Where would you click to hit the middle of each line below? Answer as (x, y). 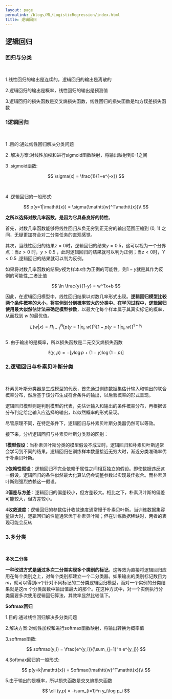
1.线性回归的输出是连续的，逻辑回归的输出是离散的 (58, 79)
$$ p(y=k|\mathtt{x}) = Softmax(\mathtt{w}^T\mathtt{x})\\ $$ (86, 670)
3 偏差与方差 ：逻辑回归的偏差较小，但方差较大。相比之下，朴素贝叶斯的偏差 (85, 493)
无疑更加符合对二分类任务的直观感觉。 (55, 235)
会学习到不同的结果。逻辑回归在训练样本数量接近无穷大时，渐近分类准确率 (84, 452)
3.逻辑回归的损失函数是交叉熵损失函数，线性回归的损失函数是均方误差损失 (84, 101)
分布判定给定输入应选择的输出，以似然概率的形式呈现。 (63, 412)
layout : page (19, 10)
